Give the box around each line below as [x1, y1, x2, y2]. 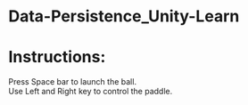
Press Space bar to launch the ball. [8, 77, 137, 87]
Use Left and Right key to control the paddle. [8, 86, 173, 97]
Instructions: [8, 47, 106, 68]
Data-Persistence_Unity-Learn [8, 6, 240, 27]
